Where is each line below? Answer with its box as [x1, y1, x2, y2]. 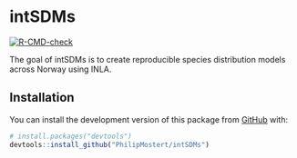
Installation [9, 90, 75, 105]
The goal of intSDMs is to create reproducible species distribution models [9, 54, 286, 64]
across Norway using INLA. [9, 64, 112, 74]
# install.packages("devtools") [9, 132, 132, 141]
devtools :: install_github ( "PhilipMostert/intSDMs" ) [9, 140, 210, 149]
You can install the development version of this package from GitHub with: [9, 114, 289, 124]
